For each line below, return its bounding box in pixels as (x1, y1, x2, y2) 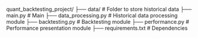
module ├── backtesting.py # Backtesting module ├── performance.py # (6, 18, 190, 25)
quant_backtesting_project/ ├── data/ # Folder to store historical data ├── (6, 6, 192, 12)
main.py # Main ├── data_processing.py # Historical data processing (6, 12, 178, 19)
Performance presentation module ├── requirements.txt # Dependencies (6, 24, 188, 31)
